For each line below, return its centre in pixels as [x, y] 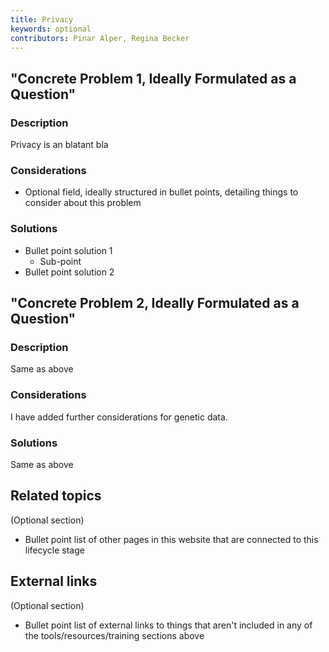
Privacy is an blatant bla [59, 145]
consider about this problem [83, 203]
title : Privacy [42, 19]
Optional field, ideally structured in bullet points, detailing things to [161, 192]
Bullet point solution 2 [69, 272]
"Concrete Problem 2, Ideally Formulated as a [155, 303]
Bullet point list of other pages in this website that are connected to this [171, 539]
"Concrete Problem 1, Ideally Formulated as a [153, 78]
